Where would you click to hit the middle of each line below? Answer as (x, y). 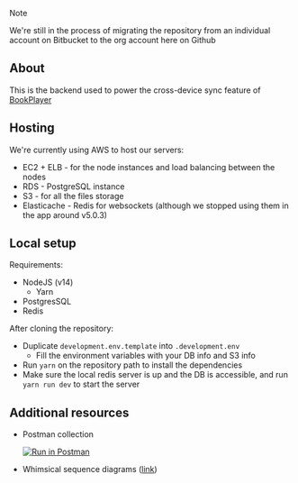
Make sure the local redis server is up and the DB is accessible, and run (155, 375)
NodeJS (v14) (48, 282)
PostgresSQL (47, 302)
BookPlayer (31, 99)
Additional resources (69, 412)
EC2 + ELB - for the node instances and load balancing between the (149, 167)
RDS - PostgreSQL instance (73, 186)
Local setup (43, 244)
